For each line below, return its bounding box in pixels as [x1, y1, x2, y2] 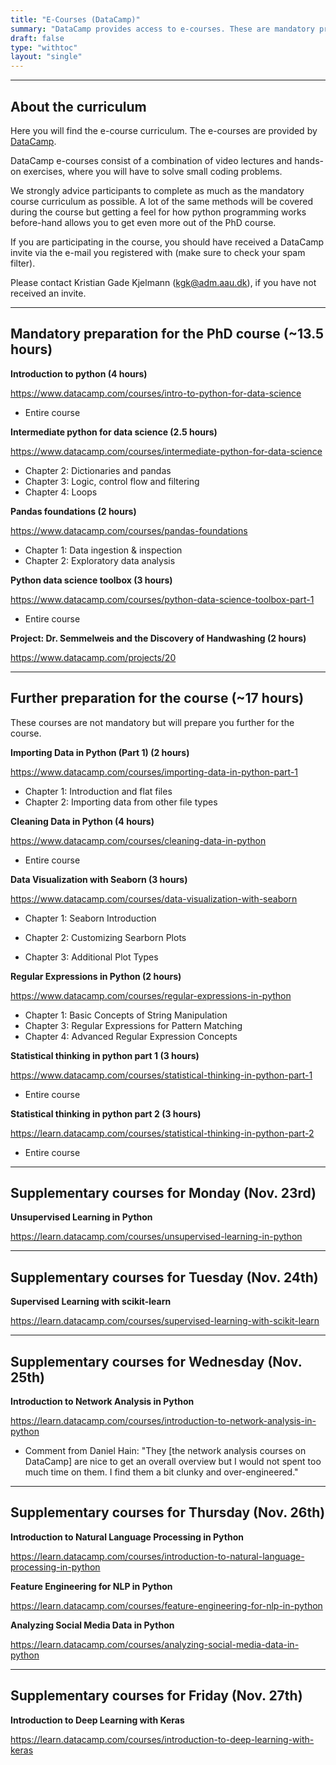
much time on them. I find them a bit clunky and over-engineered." [24, 1466, 299, 1478]
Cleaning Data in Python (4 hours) [10, 815, 155, 827]
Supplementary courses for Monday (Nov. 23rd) [10, 1184, 317, 1201]
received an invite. [10, 287, 87, 299]
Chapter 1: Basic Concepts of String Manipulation [24, 1009, 228, 1021]
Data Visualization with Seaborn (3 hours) [10, 873, 188, 885]
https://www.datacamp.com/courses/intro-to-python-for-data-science [10, 387, 302, 399]
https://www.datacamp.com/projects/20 [10, 651, 177, 663]
